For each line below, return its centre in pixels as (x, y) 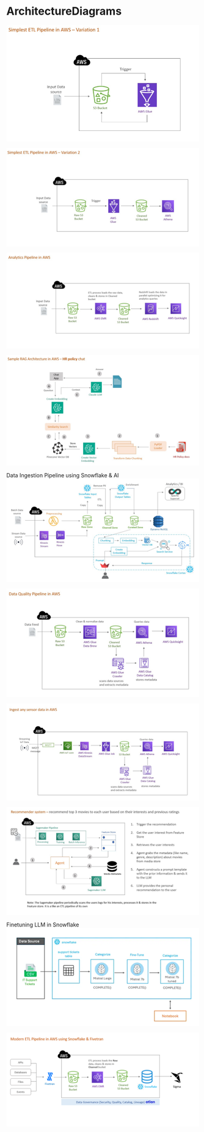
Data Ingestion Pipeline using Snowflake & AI (63, 475)
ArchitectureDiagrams (64, 11)
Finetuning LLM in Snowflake (43, 925)
